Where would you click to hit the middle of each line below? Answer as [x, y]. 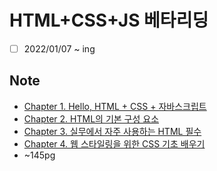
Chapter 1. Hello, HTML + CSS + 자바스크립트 [115, 106]
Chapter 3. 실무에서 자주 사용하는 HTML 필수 [112, 131]
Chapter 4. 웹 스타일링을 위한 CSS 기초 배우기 [114, 143]
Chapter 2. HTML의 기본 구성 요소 [91, 118]
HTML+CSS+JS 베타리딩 [109, 20]
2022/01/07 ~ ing [59, 48]
